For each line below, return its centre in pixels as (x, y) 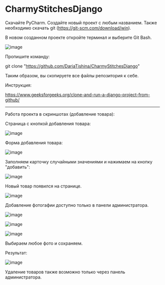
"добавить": (18, 167)
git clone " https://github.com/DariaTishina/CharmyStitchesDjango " (72, 66)
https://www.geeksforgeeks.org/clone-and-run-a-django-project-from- (78, 95)
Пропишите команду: (27, 56)
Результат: (16, 253)
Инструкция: (18, 85)
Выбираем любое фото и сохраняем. (44, 243)
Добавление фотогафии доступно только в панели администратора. (77, 205)
